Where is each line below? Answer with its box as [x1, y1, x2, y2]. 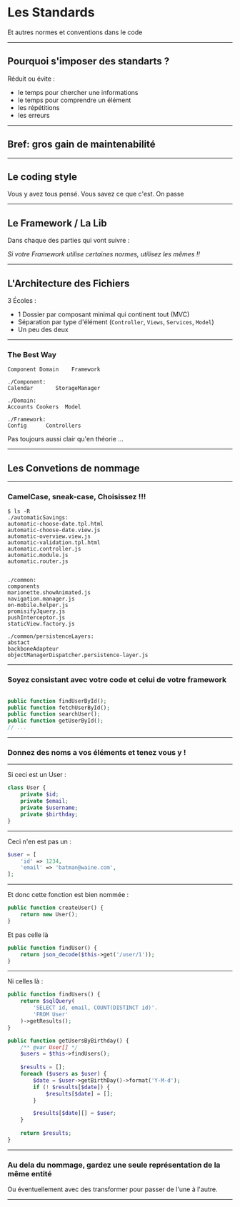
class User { [7, 784, 46, 791]
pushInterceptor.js [7, 614, 66, 621]
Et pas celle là [7, 930, 49, 939]
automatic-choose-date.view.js [7, 526, 101, 534]
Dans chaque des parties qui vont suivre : [7, 236, 130, 245]
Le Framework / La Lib [7, 217, 107, 229]
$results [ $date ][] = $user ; [33, 1110, 116, 1117]
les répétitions [17, 103, 60, 111]
